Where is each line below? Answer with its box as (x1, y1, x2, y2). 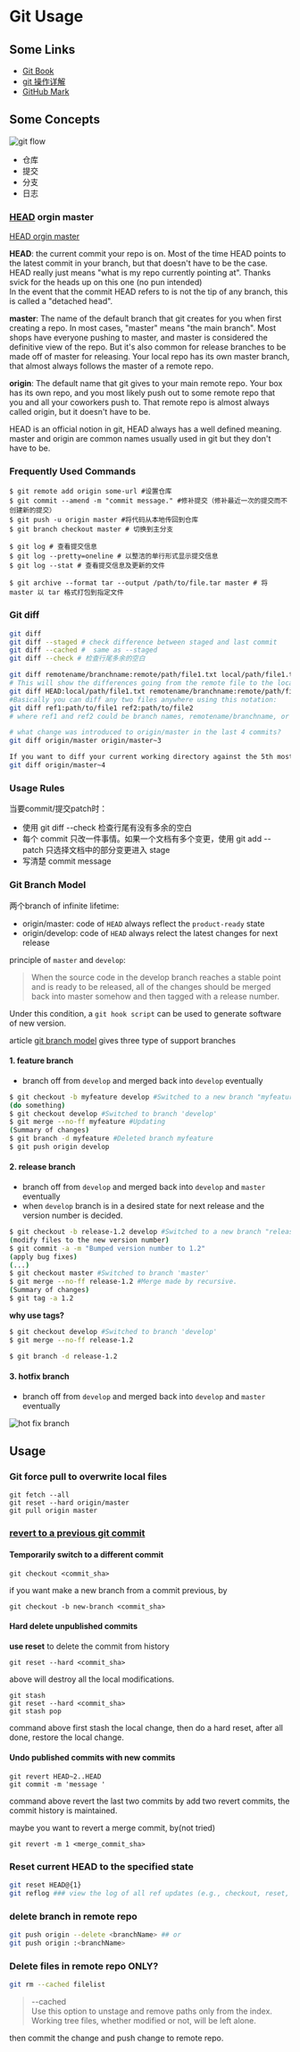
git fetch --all (9, 1490, 70, 1499)
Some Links (9, 42, 76, 57)
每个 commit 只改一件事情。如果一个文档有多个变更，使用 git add (21, 833, 262, 844)
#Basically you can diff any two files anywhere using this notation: (9, 695, 278, 704)
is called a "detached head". (9, 296, 113, 307)
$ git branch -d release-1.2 (9, 1352, 118, 1361)
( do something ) (9, 1101, 66, 1110)
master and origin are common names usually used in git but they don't (9, 434, 271, 444)
